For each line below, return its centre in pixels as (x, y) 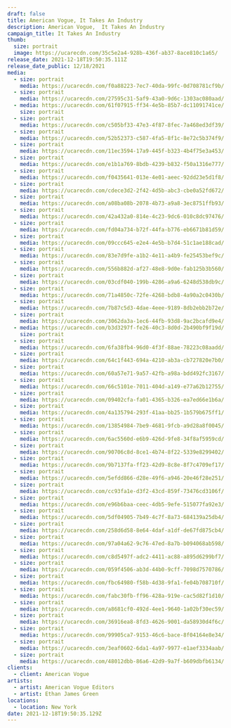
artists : (20, 681)
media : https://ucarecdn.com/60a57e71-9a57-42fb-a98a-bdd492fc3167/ (122, 373)
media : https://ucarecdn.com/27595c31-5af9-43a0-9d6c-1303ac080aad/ (122, 99)
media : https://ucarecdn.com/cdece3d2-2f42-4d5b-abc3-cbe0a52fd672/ (122, 191)
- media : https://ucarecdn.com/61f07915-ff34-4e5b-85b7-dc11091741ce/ (119, 106)
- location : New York (45, 707)
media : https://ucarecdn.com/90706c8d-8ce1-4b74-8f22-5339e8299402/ (122, 452)
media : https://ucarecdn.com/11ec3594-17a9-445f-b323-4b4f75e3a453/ (122, 151)
